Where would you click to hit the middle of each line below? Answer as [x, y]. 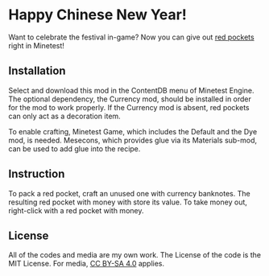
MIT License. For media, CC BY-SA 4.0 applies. [87, 264]
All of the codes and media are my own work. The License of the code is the [135, 255]
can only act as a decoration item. [64, 116]
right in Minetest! [36, 45]
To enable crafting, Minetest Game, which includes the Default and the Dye [133, 131]
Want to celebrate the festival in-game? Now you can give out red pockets [132, 37]
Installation [37, 71]
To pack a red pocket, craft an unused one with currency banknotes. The [130, 193]
